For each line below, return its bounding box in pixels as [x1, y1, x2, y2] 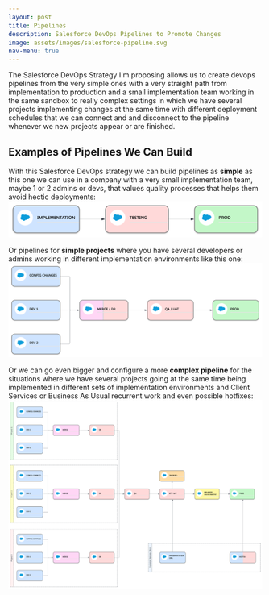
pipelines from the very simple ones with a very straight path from [8, 79, 227, 89]
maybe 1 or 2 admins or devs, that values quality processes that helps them [8, 183, 259, 193]
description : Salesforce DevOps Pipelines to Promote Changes [8, 30, 221, 38]
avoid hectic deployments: [8, 192, 97, 202]
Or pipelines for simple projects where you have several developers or [8, 246, 243, 256]
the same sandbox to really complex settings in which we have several [8, 96, 242, 106]
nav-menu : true [8, 47, 60, 56]
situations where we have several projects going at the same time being [8, 373, 246, 383]
